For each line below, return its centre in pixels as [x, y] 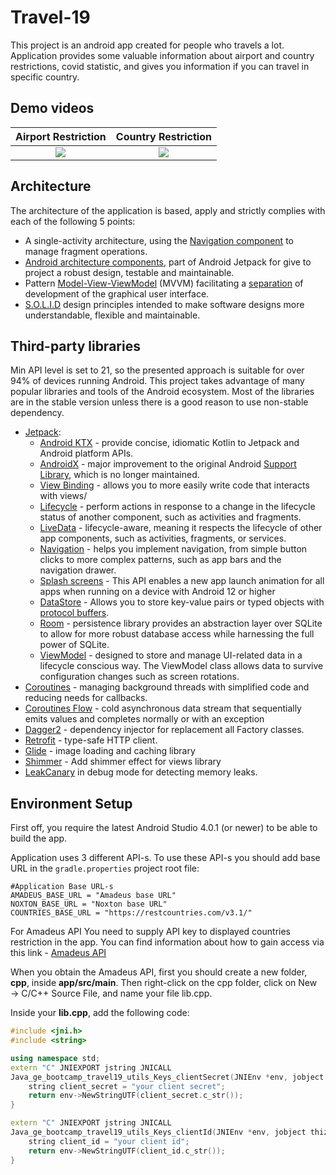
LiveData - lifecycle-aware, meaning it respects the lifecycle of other [181, 528]
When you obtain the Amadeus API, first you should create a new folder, [159, 972]
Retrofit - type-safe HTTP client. [91, 740]
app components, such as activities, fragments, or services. [163, 538]
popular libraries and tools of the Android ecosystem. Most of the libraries [162, 392]
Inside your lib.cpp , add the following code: [100, 1013]
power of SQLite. [74, 645]
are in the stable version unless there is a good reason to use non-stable [159, 402]
